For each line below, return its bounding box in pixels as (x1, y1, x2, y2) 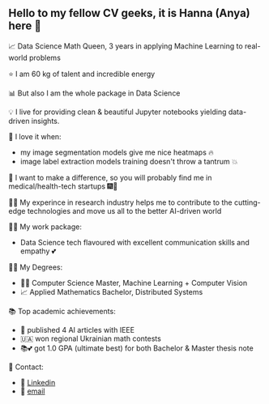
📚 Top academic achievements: (8, 306, 116, 316)
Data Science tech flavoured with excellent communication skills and (19, 237, 250, 247)
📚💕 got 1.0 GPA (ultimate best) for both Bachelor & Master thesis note (19, 343, 254, 353)
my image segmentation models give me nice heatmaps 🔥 (19, 147, 215, 157)
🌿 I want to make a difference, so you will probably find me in (8, 172, 212, 182)
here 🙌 (8, 19, 42, 33)
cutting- (233, 198, 261, 207)
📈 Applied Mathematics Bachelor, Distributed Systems (19, 287, 203, 296)
